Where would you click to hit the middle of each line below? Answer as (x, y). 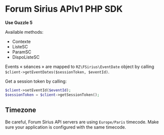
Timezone (21, 110)
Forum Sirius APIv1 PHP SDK (64, 9)
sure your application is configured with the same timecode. (66, 127)
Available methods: (24, 32)
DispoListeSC (26, 57)
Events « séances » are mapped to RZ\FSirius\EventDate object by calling (80, 67)
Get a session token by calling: (36, 81)
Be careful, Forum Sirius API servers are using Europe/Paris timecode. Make (82, 122)
